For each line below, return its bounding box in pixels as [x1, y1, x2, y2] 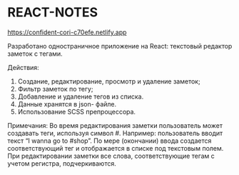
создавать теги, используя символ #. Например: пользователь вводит [7, 129, 223, 137]
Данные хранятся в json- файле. [17, 99, 117, 108]
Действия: [7, 63, 39, 71]
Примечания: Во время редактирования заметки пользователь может [7, 121, 223, 129]
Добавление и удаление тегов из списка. [17, 92, 144, 101]
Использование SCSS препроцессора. [17, 107, 136, 116]
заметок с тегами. [7, 49, 63, 58]
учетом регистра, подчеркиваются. [7, 159, 116, 168]
